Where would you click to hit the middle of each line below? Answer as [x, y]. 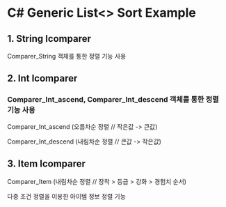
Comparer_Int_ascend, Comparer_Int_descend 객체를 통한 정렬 [113, 100]
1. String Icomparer [49, 39]
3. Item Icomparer [46, 164]
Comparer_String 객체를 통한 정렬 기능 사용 [67, 56]
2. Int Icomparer [42, 78]
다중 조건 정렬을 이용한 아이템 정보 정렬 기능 [67, 196]
